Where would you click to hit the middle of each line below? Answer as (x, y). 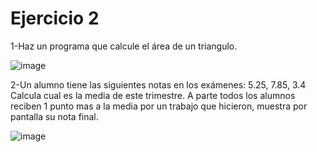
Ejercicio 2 (55, 18)
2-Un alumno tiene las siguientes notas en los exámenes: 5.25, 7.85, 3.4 (158, 84)
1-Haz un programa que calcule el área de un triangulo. (124, 46)
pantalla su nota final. (54, 116)
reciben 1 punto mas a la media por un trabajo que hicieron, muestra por (159, 106)
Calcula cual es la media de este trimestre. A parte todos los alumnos (153, 95)
